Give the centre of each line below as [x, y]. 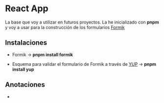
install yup [23, 69]
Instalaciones [26, 43]
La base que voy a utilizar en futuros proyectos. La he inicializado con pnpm [82, 22]
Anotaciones [25, 85]
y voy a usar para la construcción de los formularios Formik [65, 27]
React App [27, 9]
